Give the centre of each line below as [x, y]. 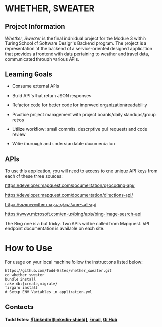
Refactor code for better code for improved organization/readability [80, 105]
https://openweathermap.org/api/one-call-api [51, 204]
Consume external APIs [36, 86]
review [19, 134]
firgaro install [21, 288]
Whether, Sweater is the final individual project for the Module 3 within [76, 38]
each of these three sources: [34, 176]
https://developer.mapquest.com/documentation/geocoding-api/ [70, 185]
